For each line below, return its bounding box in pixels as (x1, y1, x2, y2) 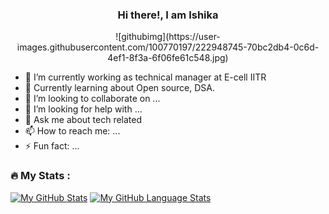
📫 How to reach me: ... (24, 125, 121, 137)
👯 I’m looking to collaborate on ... (24, 93, 161, 105)
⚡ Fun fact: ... (24, 140, 80, 152)
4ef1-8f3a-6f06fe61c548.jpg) (107, 52, 229, 64)
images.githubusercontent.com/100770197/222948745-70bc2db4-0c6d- (16, 41, 320, 53)
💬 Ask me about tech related (24, 114, 143, 126)
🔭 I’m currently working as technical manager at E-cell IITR (24, 71, 267, 83)
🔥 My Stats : (10, 169, 71, 183)
